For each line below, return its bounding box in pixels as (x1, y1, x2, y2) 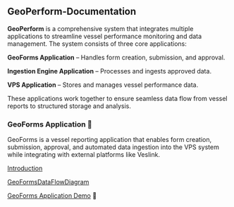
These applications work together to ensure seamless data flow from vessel (7, 94, 228, 102)
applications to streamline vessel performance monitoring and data (7, 32, 202, 40)
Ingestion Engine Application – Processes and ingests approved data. (7, 66, 212, 75)
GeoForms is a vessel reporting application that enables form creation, (7, 136, 212, 144)
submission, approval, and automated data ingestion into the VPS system (7, 143, 220, 151)
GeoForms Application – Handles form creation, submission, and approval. (7, 53, 226, 61)
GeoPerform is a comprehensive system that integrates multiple (7, 24, 194, 32)
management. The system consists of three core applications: (7, 39, 187, 48)
